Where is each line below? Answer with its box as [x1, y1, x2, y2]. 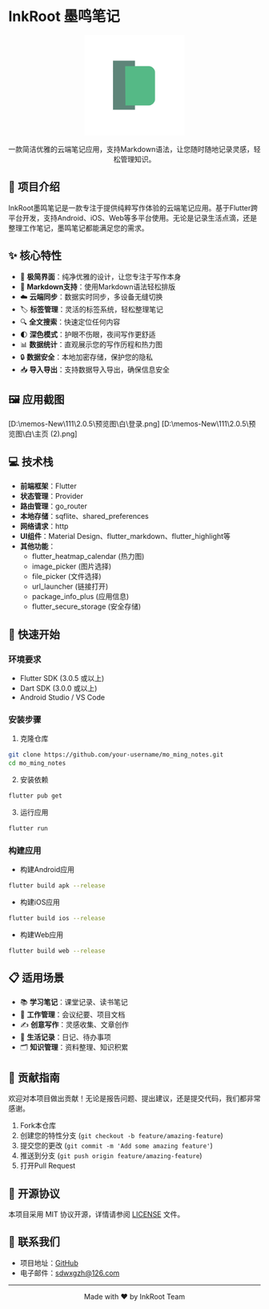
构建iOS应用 [19, 897, 60, 907]
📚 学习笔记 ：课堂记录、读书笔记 [19, 997, 128, 1007]
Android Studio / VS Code [19, 692, 106, 702]
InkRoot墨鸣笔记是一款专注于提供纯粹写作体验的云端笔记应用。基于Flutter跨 [8, 202, 259, 213]
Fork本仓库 [19, 1121, 57, 1131]
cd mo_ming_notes [8, 760, 66, 768]
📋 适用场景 [8, 971, 65, 985]
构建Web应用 [19, 929, 64, 940]
